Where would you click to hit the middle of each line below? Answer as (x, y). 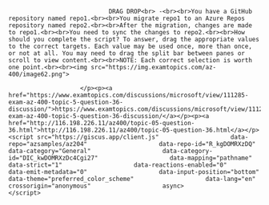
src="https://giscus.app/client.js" (98, 137)
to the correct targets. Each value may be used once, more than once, (130, 46)
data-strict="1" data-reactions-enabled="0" (118, 165)
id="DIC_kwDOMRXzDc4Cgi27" (53, 158)
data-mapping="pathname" (211, 158)
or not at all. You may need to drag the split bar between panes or (127, 53)
